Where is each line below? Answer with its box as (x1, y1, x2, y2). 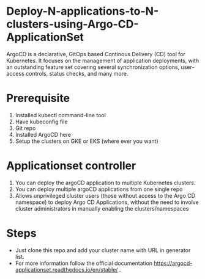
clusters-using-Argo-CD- (6, 17, 139, 31)
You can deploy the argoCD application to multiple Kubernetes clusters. (15, 179, 196, 186)
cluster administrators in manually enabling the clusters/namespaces (15, 205, 189, 212)
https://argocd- (154, 259, 193, 267)
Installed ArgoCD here (15, 131, 72, 138)
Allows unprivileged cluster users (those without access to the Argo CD (15, 192, 196, 199)
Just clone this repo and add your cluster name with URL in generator (15, 246, 191, 254)
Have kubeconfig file (15, 118, 69, 125)
